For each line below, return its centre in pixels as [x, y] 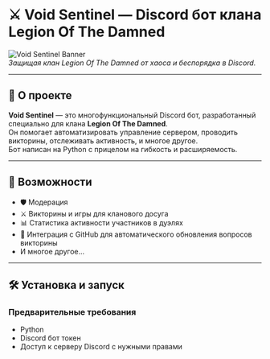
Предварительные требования [72, 312]
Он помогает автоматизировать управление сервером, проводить [123, 132]
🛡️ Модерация [44, 202]
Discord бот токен [51, 338]
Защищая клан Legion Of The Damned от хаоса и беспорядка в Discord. [132, 63]
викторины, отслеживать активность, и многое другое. [103, 140]
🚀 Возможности [50, 182]
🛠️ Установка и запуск [66, 285]
